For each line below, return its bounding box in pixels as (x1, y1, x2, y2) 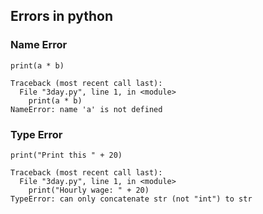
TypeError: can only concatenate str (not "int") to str (10, 194, 253, 204)
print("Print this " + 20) (10, 150, 123, 160)
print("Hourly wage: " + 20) (28, 185, 150, 195)
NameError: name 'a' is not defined (10, 104, 163, 114)
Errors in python (10, 8, 114, 25)
